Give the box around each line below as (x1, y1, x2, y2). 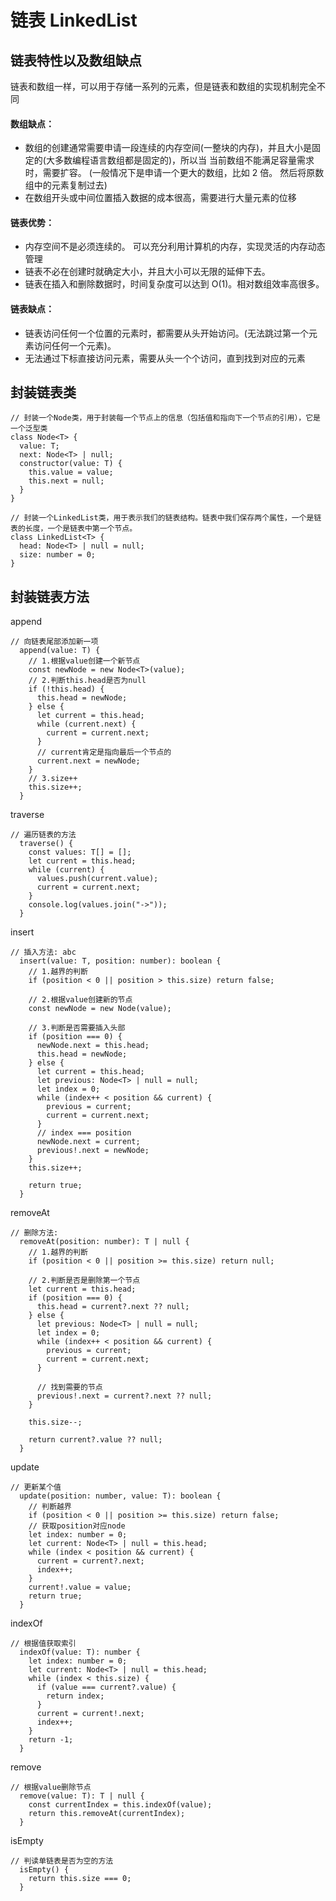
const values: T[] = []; (28, 847, 132, 858)
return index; (46, 1691, 105, 1701)
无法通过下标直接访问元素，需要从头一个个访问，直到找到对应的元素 (24, 352, 306, 364)
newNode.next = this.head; (36, 1041, 150, 1051)
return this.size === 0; (28, 1874, 132, 1884)
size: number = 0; (19, 550, 97, 560)
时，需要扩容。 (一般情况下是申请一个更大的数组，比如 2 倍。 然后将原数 (24, 167, 325, 179)
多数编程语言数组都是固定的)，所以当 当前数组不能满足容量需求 (54, 154, 315, 166)
